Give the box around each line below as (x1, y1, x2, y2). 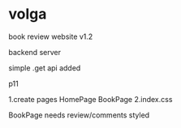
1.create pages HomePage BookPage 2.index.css (8, 94, 173, 104)
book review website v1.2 (8, 32, 93, 41)
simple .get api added (8, 62, 81, 73)
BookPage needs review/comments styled (8, 110, 150, 120)
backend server (8, 47, 61, 57)
